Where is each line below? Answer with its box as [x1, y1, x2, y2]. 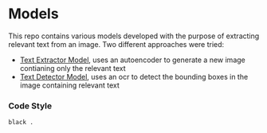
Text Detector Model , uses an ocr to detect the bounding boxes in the [19, 72, 249, 81]
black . [8, 119, 34, 127]
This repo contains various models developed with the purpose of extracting [8, 31, 260, 41]
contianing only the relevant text [19, 63, 126, 72]
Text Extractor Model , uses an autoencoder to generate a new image [19, 55, 245, 65]
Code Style [8, 100, 53, 111]
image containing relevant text [19, 80, 120, 90]
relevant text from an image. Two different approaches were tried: [8, 39, 225, 49]
